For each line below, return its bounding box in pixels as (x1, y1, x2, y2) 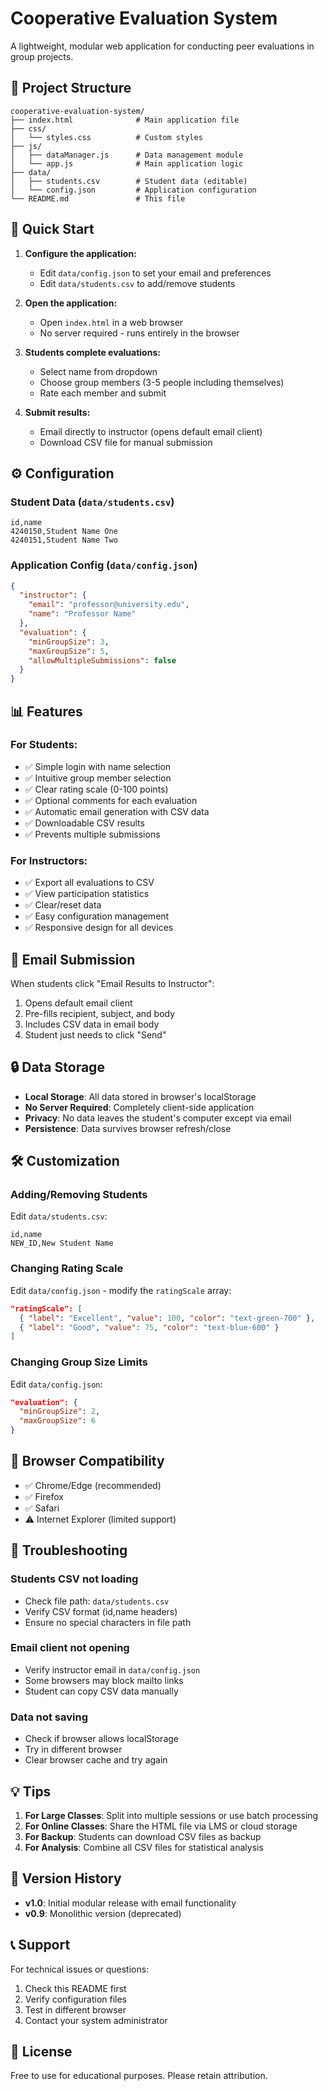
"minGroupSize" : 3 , (28, 637, 110, 647)
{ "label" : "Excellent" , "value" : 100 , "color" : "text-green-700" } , (19, 1313, 316, 1323)
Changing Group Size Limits (10, 1355, 148, 1369)
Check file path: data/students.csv (24, 1595, 170, 1607)
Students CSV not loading (10, 1572, 139, 1586)
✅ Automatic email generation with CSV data (24, 805, 210, 817)
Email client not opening (10, 1641, 130, 1655)
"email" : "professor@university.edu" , (28, 600, 190, 610)
